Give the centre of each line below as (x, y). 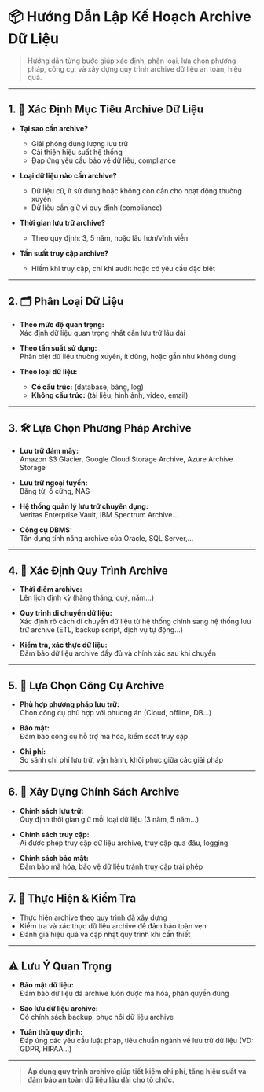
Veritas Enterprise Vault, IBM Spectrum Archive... (99, 515)
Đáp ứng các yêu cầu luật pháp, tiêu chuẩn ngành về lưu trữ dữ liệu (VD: (136, 1041)
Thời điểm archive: (51, 590)
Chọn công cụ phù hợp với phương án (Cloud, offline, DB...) (115, 713)
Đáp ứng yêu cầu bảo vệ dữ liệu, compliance (104, 160)
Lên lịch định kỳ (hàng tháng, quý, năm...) (87, 598)
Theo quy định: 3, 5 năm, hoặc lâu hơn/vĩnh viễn (110, 237)
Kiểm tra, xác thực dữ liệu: (63, 645)
